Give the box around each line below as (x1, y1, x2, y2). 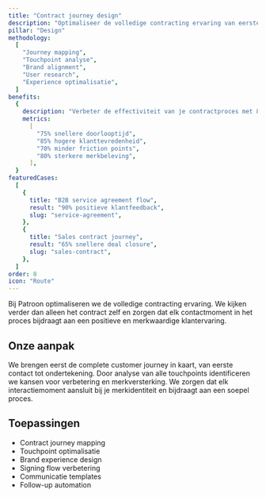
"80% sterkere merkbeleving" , (36, 152, 136, 160)
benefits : (8, 93, 41, 101)
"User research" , (22, 71, 80, 79)
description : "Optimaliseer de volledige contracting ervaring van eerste (8, 19, 260, 27)
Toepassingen (8, 417, 81, 430)
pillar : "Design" (8, 26, 66, 34)
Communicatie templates (19, 472, 101, 481)
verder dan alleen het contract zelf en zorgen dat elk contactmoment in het (8, 307, 253, 318)
